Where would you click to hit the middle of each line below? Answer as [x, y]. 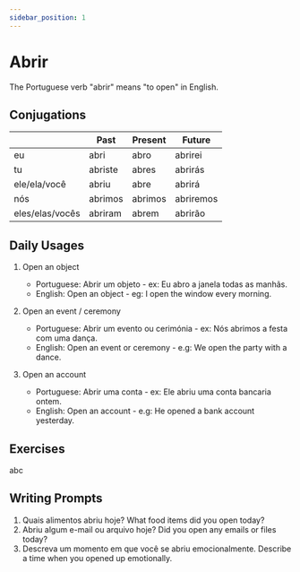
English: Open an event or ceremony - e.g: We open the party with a [161, 348]
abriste [104, 169]
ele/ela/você [40, 185]
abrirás [190, 169]
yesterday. [55, 420]
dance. [48, 357]
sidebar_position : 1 [48, 17]
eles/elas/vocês [47, 213]
